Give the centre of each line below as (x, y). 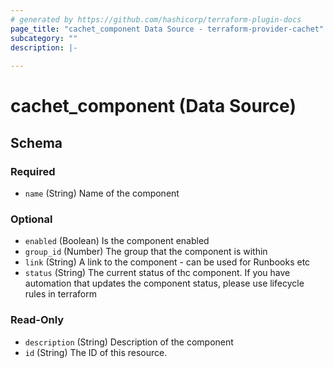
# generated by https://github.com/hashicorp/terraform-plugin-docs (156, 19)
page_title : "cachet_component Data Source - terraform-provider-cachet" (167, 29)
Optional (31, 219)
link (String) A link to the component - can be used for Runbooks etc (167, 262)
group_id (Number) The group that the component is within (146, 252)
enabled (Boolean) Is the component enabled (117, 241)
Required (33, 171)
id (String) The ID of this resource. (96, 352)
